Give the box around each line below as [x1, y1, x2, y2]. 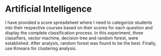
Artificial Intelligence [5, 3, 92, 15]
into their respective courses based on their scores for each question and [5, 24, 153, 30]
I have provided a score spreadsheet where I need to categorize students [5, 19, 153, 25]
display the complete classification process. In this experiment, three [5, 30, 143, 36]
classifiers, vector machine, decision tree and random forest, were [5, 35, 139, 41]
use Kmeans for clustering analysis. [5, 45, 77, 51]
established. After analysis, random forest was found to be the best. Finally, [5, 40, 157, 46]
